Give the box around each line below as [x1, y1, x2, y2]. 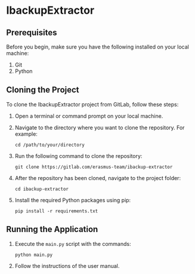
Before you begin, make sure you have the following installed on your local [6, 43, 189, 50]
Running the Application [6, 224, 98, 235]
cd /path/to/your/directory [14, 142, 85, 148]
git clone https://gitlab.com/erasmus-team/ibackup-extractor [14, 164, 173, 170]
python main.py [14, 252, 53, 258]
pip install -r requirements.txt [14, 208, 98, 214]
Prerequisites [6, 28, 57, 38]
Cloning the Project [6, 85, 79, 95]
